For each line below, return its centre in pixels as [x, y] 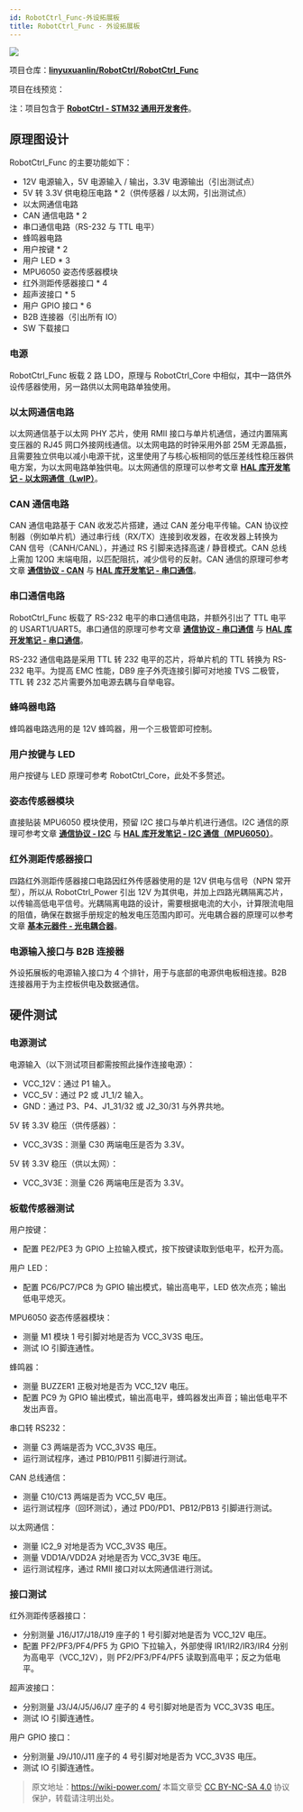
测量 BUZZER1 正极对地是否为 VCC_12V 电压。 [108, 1386]
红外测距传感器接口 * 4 [65, 283]
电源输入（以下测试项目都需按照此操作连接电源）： [102, 1064]
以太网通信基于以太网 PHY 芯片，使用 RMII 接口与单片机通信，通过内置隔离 [149, 433]
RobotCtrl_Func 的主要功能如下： [71, 162]
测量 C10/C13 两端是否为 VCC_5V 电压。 [96, 1496]
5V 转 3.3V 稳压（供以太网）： [64, 1163]
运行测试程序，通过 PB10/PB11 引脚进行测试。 [107, 1458]
